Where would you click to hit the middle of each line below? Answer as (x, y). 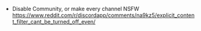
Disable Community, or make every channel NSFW (75, 9)
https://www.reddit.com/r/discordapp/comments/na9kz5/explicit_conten (103, 15)
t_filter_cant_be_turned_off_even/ (54, 22)
